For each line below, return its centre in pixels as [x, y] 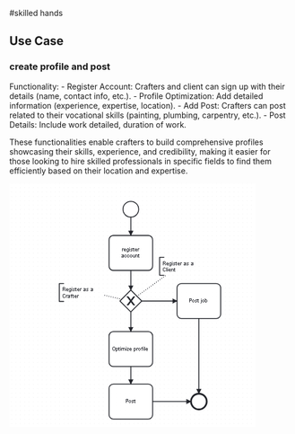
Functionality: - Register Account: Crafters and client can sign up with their [147, 86]
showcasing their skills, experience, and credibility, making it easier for [140, 151]
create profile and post [60, 66]
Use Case [37, 41]
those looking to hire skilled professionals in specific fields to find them [140, 161]
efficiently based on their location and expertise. [99, 171]
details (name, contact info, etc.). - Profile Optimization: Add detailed [136, 96]
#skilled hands [36, 13]
